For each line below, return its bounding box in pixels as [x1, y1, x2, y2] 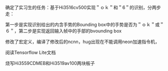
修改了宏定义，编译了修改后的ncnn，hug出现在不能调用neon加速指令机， [5, 39, 160, 45]
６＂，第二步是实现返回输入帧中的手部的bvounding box [5, 28, 122, 34]
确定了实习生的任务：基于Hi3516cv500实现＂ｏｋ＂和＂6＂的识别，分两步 [5, 5, 161, 10]
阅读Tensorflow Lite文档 [5, 50, 56, 55]
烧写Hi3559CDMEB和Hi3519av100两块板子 [5, 60, 95, 66]
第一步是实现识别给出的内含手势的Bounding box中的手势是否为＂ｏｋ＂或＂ [5, 22, 164, 27]
